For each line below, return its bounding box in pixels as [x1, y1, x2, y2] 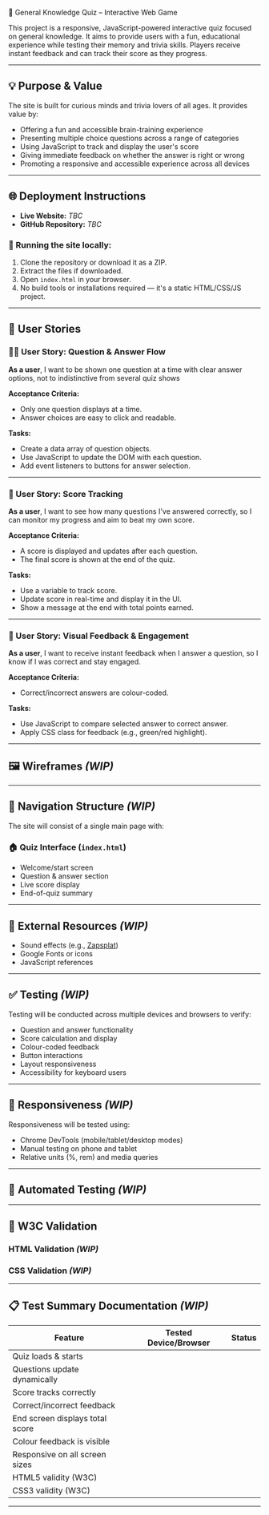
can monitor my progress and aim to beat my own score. [8, 515, 195, 524]
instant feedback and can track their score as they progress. [8, 49, 208, 58]
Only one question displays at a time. [19, 404, 143, 414]
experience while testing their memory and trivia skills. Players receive [8, 40, 241, 50]
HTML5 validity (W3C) [12, 1472, 98, 1483]
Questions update [12, 1363, 79, 1375]
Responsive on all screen [12, 1448, 106, 1460]
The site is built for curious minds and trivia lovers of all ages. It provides [8, 100, 248, 110]
